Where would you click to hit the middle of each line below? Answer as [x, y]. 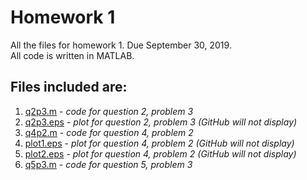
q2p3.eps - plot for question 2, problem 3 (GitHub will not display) [161, 122]
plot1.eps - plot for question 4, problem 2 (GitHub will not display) [159, 143]
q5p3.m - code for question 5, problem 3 [108, 164]
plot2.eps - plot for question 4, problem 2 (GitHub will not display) [160, 153]
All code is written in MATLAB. [72, 55]
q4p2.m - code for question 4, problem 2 [109, 132]
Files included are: [69, 87]
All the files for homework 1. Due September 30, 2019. [121, 45]
